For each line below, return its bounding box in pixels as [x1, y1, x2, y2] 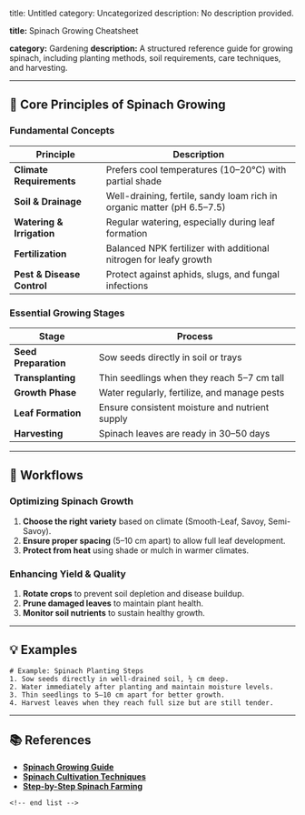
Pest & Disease [14, 267, 81, 280]
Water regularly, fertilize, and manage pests [98, 386, 285, 398]
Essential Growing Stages [9, 307, 125, 319]
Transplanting [14, 371, 76, 384]
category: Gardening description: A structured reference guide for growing [9, 43, 293, 54]
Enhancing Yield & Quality [9, 568, 127, 580]
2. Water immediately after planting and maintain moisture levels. [9, 682, 274, 691]
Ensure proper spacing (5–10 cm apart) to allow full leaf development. [22, 535, 286, 546]
